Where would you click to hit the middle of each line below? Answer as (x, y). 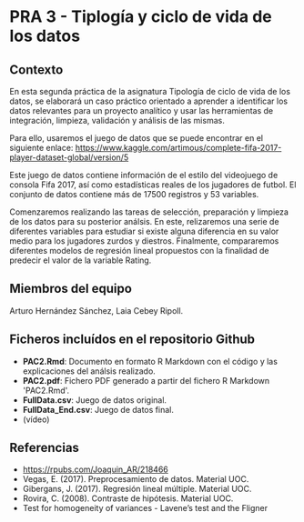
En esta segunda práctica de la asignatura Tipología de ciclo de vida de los (150, 91)
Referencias (45, 448)
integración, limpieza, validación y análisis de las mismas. (117, 120)
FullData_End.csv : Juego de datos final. (98, 409)
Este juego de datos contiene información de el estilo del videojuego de (144, 175)
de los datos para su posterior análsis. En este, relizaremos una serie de (144, 221)
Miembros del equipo (71, 289)
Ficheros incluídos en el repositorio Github (132, 340)
